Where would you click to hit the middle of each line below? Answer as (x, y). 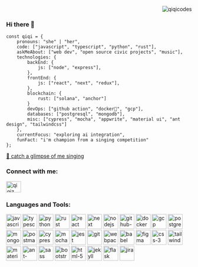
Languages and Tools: (38, 204)
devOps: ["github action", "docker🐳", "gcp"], (85, 109)
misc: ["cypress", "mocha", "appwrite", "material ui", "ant (104, 119)
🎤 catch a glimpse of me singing (45, 156)
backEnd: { (41, 63)
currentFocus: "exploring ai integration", (71, 135)
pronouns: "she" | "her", (49, 42)
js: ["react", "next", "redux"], (78, 83)
